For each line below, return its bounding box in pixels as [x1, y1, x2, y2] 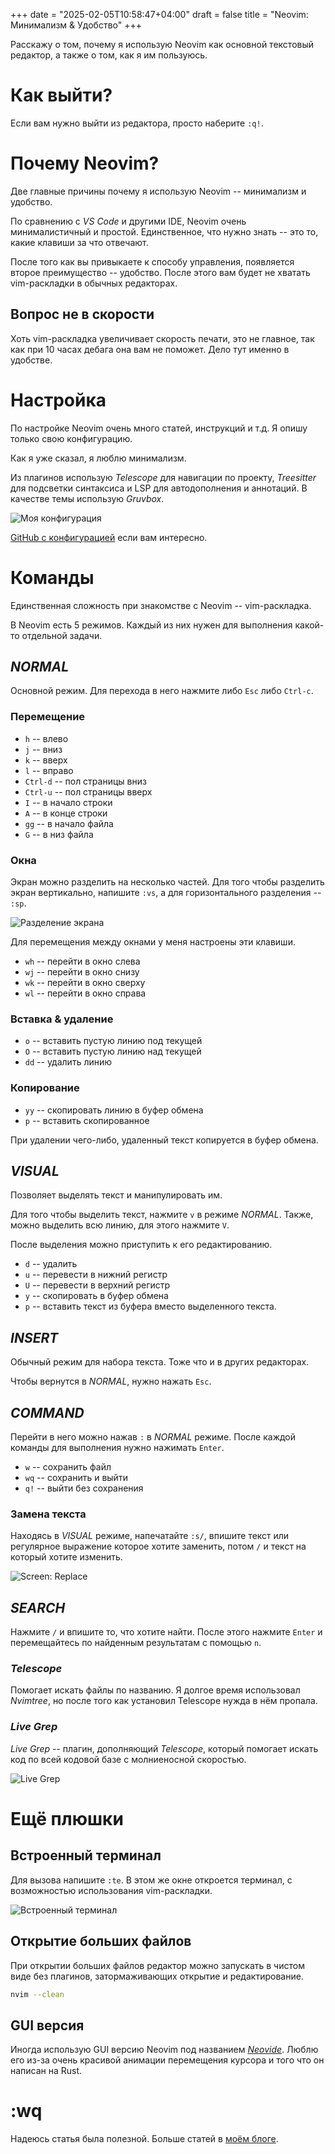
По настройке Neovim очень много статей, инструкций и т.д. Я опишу [10, 422, 308, 434]
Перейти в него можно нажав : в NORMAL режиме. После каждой [10, 1431, 297, 1443]
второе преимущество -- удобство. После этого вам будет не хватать [10, 266, 311, 278]
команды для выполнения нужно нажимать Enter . [10, 1442, 225, 1453]
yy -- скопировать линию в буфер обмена [24, 1104, 204, 1116]
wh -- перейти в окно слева [24, 955, 141, 967]
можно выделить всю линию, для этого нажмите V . [10, 1219, 230, 1231]
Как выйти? [10, 84, 113, 107]
